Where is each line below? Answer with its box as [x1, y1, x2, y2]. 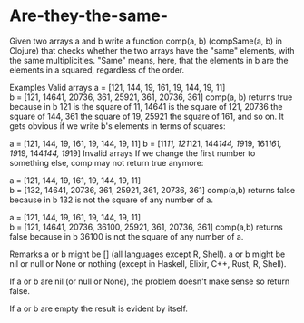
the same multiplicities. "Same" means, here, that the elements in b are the [9, 54, 289, 65]
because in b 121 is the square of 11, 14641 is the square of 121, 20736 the [9, 101, 283, 112]
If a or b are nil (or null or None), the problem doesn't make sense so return [9, 276, 290, 287]
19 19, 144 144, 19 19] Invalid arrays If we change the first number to [9, 147, 256, 159]
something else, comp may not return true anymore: [9, 157, 204, 168]
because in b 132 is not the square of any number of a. [9, 194, 213, 205]
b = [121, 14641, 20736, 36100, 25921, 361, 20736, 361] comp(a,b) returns [9, 221, 283, 232]
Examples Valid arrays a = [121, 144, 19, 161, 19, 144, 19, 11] [9, 82, 226, 93]
